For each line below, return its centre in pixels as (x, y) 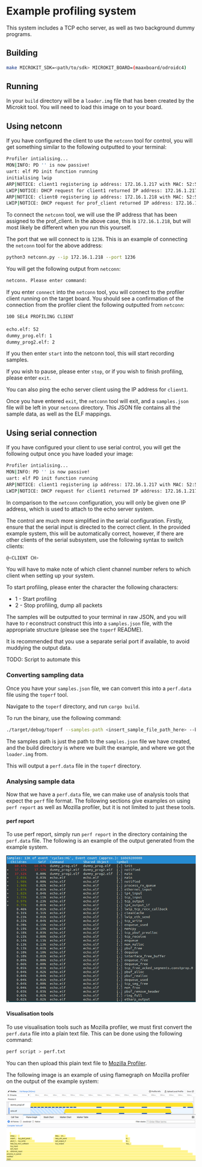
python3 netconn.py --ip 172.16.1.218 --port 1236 (71, 257)
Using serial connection (52, 433)
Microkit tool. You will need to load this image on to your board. (84, 107)
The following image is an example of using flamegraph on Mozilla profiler (98, 1074)
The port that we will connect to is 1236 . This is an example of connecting (97, 239)
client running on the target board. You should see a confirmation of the (95, 298)
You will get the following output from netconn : (64, 269)
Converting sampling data (45, 675)
